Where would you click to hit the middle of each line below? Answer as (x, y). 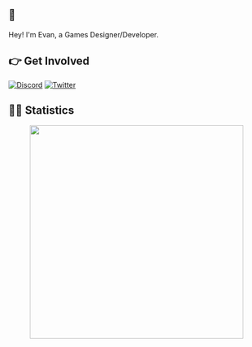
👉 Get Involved (49, 61)
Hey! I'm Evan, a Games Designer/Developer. (84, 34)
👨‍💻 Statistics (41, 111)
